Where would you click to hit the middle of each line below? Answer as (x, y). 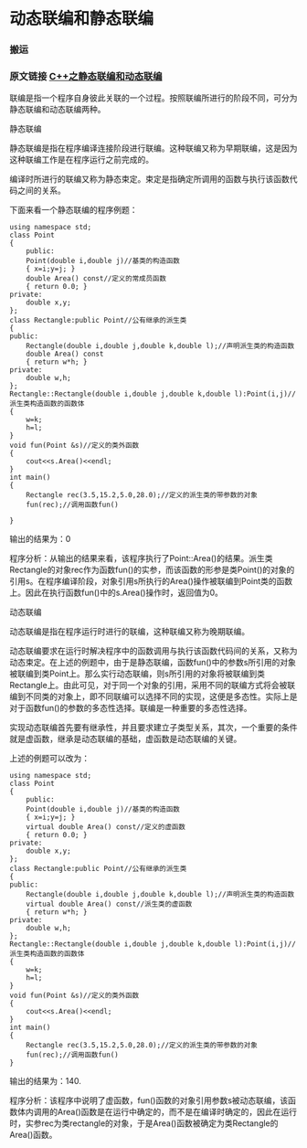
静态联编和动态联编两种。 (58, 110)
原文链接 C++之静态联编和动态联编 (86, 77)
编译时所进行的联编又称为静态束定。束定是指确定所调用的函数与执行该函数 (149, 179)
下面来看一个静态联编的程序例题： (74, 210)
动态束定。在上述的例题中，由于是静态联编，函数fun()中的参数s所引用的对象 (153, 663)
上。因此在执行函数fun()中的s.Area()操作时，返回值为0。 (116, 593)
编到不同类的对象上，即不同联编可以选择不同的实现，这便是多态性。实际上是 (153, 696)
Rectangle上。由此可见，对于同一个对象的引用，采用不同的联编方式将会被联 (152, 686)
